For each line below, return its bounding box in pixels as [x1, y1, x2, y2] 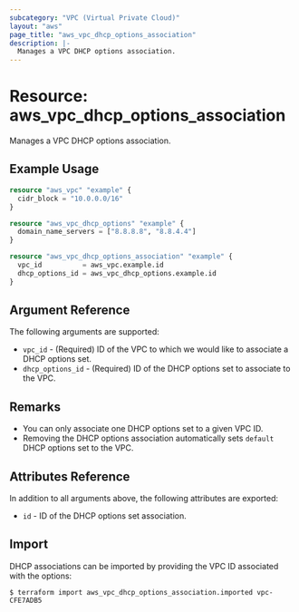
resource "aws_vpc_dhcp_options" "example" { [9, 219, 184, 228]
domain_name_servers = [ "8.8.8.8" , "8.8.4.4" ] [17, 228, 197, 237]
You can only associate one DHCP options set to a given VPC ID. [22, 423, 264, 434]
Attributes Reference [9, 469, 130, 484]
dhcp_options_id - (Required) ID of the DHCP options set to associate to [22, 364, 291, 374]
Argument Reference [9, 303, 130, 318]
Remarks [9, 399, 62, 414]
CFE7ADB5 [9, 596, 43, 605]
